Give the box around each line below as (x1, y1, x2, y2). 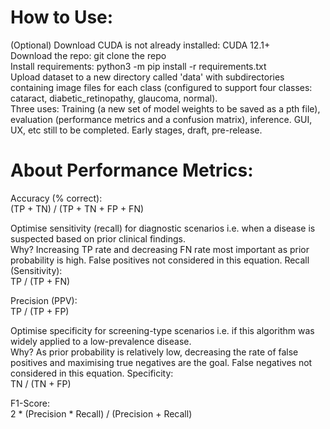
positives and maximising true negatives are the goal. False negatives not (10, 356, 313, 368)
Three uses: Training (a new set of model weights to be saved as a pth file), (10, 102, 321, 115)
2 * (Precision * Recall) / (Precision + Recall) (10, 407, 193, 420)
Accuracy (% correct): (10, 192, 103, 204)
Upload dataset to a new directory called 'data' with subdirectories (10, 71, 285, 83)
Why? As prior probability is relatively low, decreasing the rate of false (10, 346, 299, 358)
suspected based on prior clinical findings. (10, 232, 186, 245)
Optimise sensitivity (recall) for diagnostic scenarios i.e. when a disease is (10, 222, 316, 234)
